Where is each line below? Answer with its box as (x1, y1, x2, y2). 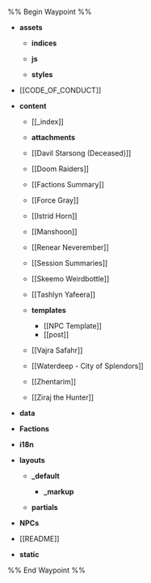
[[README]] (19, 534, 60, 543)
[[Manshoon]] (31, 227, 78, 236)
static (19, 550, 40, 559)
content (19, 101, 47, 110)
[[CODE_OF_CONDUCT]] (19, 85, 102, 95)
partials (31, 503, 58, 512)
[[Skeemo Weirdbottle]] (31, 274, 110, 283)
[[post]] (43, 330, 69, 339)
